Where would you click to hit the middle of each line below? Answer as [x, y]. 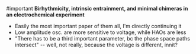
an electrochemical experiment [45, 15]
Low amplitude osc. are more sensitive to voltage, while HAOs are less [100, 32]
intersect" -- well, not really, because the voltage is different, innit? [96, 45]
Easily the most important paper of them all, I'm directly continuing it [98, 26]
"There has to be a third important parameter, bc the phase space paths [102, 38]
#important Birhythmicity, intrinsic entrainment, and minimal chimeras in [97, 9]
